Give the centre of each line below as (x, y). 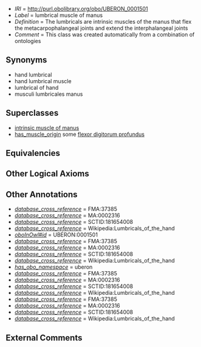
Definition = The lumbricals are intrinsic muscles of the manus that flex (103, 22)
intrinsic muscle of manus (47, 127)
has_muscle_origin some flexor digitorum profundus (80, 134)
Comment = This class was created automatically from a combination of (104, 35)
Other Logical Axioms (47, 174)
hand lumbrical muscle (43, 81)
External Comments (44, 338)
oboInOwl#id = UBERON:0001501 (56, 235)
